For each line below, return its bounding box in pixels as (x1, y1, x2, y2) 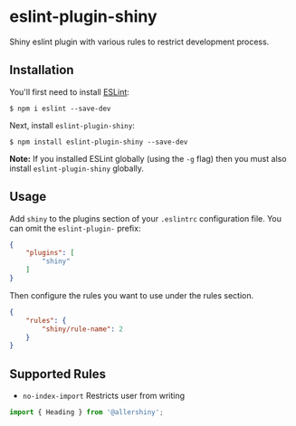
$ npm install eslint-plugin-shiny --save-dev (9, 137, 188, 147)
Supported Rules (9, 366, 107, 382)
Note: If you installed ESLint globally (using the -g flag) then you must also (9, 153, 287, 164)
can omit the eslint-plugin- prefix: (9, 222, 141, 233)
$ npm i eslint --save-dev (9, 104, 111, 113)
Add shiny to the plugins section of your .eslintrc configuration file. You (9, 213, 282, 223)
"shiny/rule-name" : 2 (42, 324, 124, 334)
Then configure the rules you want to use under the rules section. (9, 289, 254, 300)
